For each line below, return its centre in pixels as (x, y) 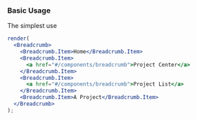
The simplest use (32, 26)
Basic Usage (29, 11)
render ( (19, 39)
